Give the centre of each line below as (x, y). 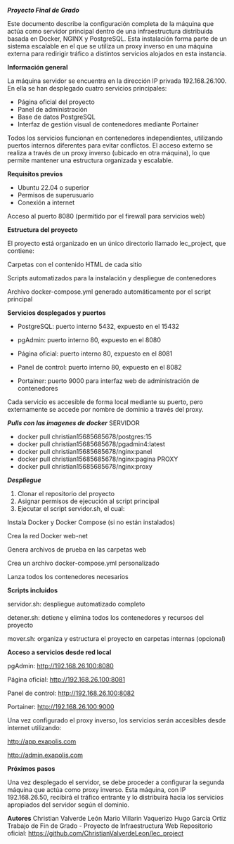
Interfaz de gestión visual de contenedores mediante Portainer (108, 124)
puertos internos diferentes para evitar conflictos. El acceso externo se (110, 145)
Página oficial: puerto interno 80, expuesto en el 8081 (95, 353)
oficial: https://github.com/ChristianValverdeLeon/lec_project (96, 833)
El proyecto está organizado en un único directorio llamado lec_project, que (117, 243)
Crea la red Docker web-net (47, 536)
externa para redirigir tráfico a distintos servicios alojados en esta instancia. (117, 53)
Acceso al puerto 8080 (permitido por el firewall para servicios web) (106, 216)
